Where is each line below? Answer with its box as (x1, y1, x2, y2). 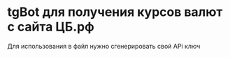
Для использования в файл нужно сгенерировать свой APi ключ (7, 42, 201, 50)
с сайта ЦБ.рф (7, 19, 94, 35)
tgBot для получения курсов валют (7, 4, 223, 20)
